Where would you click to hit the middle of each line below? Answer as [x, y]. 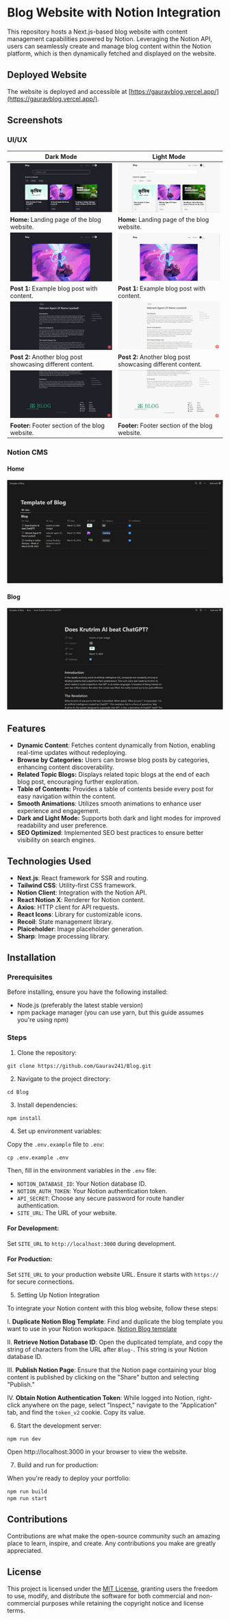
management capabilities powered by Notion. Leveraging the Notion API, [110, 38]
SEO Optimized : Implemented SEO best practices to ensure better [110, 832]
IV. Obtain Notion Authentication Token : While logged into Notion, [101, 1398]
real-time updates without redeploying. [72, 752]
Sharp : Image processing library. [63, 936]
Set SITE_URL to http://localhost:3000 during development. [92, 1243]
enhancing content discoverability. [66, 767]
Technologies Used [49, 861]
